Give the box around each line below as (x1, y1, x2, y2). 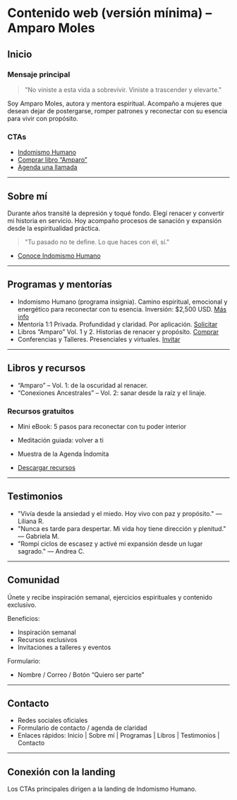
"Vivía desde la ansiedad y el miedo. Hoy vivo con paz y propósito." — (17, 509, 222, 518)
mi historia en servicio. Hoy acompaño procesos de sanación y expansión (7, 216, 222, 224)
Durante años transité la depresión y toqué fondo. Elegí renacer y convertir (7, 209, 224, 217)
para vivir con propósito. (7, 114, 79, 122)
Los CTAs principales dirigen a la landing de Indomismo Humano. (7, 784, 197, 794)
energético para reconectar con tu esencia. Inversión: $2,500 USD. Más (17, 304, 227, 313)
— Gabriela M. (17, 532, 60, 540)
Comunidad (7, 574, 60, 586)
